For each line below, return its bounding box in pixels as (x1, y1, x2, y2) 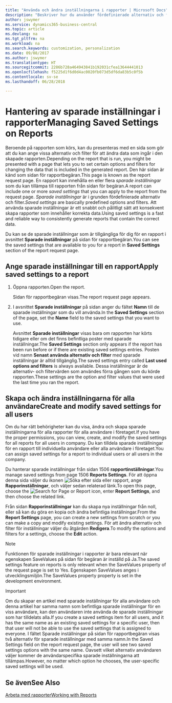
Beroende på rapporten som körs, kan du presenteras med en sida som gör (5, 144, 164, 150)
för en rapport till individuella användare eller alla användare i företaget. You (5, 445, 164, 452)
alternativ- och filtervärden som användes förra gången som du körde (12, 368, 160, 374)
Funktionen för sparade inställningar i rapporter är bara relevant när (5, 550, 147, 557)
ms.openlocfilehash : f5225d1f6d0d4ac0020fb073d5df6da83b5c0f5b (5, 70, 143, 75)
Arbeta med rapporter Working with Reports (5, 692, 97, 698)
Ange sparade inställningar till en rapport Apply (5, 262, 159, 271)
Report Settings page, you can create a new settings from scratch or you (5, 515, 160, 521)
